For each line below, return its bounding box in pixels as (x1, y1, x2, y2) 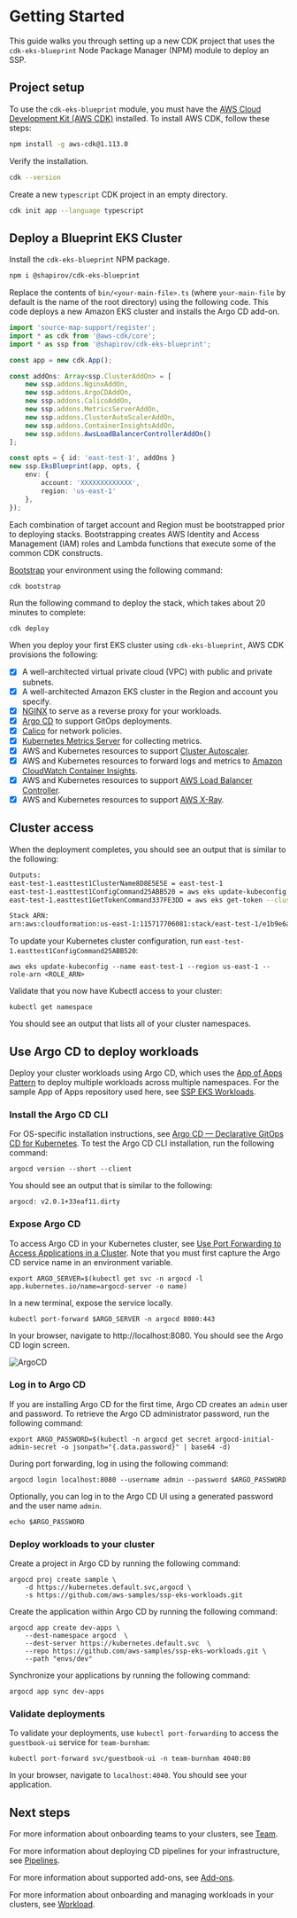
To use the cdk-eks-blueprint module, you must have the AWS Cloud (9, 104, 262, 114)
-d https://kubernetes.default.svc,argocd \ (25, 1583, 192, 1593)
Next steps (9, 1804, 71, 1820)
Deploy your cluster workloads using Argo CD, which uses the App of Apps (9, 1067, 283, 1078)
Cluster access (9, 820, 95, 835)
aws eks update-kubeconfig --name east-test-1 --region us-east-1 (9, 962, 259, 972)
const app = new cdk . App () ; (9, 356, 113, 364)
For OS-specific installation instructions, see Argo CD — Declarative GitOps (9, 1129, 285, 1139)
